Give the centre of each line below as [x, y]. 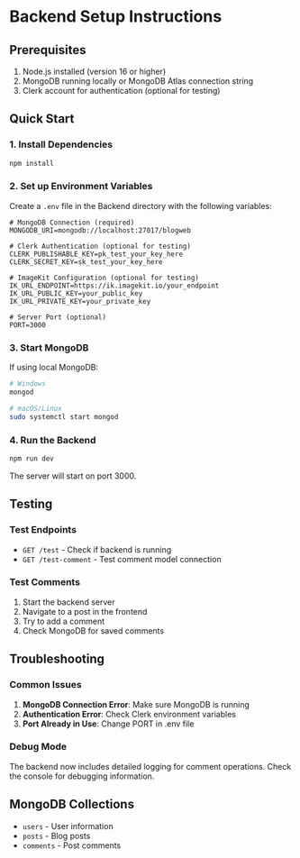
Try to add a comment [64, 621]
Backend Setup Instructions [116, 17]
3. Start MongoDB [49, 347]
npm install [32, 163]
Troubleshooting [57, 659]
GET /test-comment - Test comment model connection [122, 559]
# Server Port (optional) [58, 317]
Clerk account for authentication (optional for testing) [121, 91]
